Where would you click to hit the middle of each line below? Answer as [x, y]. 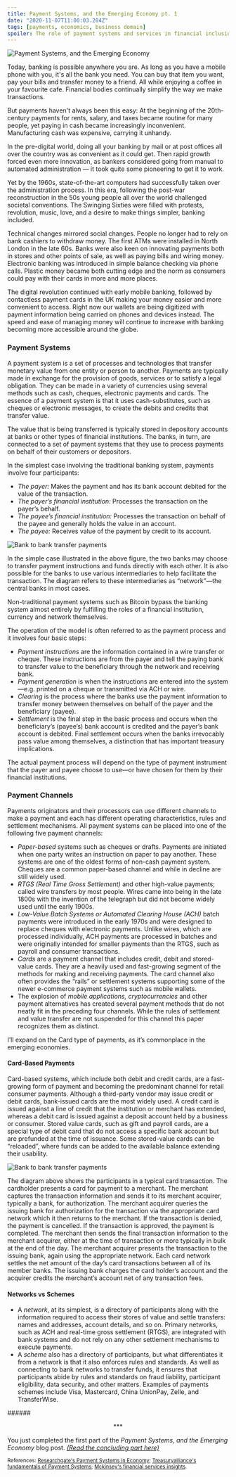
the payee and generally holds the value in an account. [97, 523]
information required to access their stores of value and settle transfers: [122, 1317]
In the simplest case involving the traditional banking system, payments [111, 465]
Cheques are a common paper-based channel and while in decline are [119, 869]
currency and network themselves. [58, 617]
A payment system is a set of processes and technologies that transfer [110, 363]
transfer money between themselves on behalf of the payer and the [115, 703]
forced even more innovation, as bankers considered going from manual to [115, 162]
